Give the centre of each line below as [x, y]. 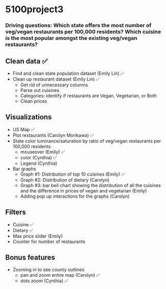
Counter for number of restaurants [49, 242]
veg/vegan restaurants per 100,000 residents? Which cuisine [83, 32]
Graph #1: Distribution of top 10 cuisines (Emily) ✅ [73, 174]
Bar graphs [24, 168]
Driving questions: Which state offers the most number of [78, 26]
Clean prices [34, 101]
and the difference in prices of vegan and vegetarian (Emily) [84, 190]
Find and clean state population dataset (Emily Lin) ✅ [68, 73]
